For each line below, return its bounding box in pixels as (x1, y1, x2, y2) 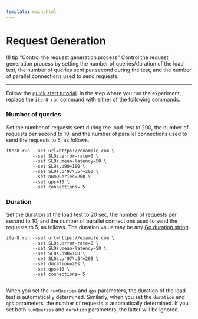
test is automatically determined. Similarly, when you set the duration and (6, 294, 186, 301)
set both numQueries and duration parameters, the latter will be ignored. (6, 306, 180, 313)
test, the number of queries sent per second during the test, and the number (6, 66, 192, 73)
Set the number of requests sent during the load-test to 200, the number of (6, 123, 189, 131)
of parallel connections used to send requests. (6, 72, 119, 80)
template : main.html (6, 8, 57, 15)
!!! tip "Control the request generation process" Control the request (6, 54, 169, 61)
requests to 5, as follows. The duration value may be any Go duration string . (6, 224, 190, 231)
